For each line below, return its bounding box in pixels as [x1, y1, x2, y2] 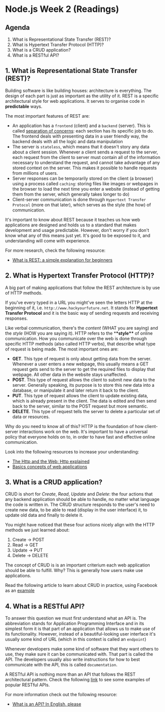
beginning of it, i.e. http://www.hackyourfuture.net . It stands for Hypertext [5, 304, 158, 311]
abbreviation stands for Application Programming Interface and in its [5, 621, 144, 627]
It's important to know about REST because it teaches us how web [5, 216, 140, 222]
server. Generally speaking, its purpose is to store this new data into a [12, 382, 155, 388]
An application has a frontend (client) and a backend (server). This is [12, 123, 151, 129]
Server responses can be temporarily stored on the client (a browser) [12, 175, 154, 181]
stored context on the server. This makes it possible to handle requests [12, 165, 157, 171]
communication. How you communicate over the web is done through [5, 335, 147, 341]
